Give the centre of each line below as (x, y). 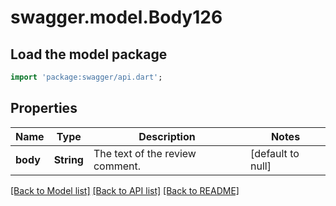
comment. (117, 166)
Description (167, 136)
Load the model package (89, 54)
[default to (275, 153)
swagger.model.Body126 (116, 17)
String (68, 159)
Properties (44, 108)
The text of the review (145, 153)
